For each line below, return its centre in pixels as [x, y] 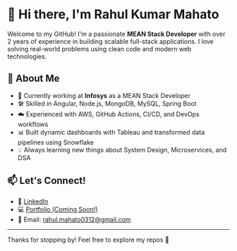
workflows [33, 124]
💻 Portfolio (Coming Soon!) [57, 209]
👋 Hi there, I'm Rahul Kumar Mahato [113, 14]
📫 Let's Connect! [47, 181]
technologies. [27, 56]
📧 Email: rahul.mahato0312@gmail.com [74, 219]
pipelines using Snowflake [55, 142]
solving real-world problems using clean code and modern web [99, 49]
